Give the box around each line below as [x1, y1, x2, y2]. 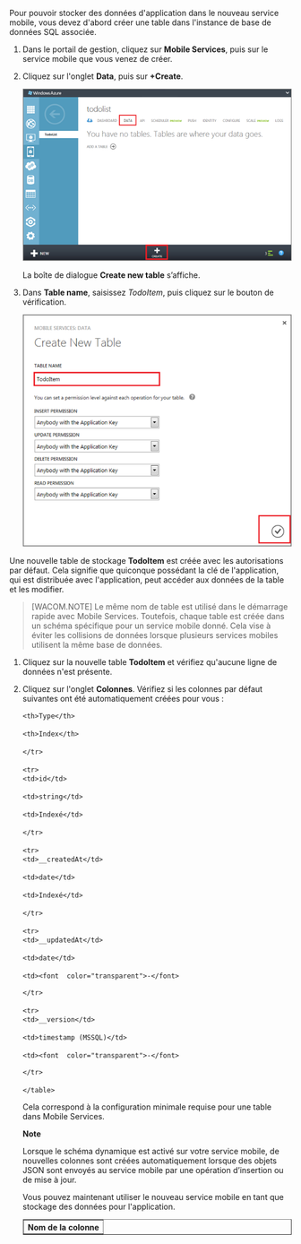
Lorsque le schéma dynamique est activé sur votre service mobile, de [21, 1146, 279, 1157]
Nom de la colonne [27, 1222, 100, 1232]
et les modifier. [9, 584, 64, 595]
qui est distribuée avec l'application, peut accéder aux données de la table [9, 574, 285, 585]
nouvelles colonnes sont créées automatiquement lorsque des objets [21, 1155, 278, 1166]
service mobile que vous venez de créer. [21, 54, 173, 64]
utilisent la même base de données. [30, 640, 163, 651]
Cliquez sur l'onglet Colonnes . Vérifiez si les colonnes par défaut [21, 684, 262, 695]
